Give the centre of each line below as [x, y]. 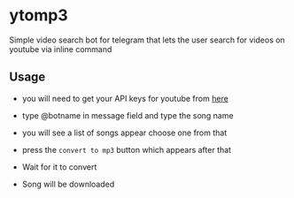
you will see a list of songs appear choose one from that [124, 133]
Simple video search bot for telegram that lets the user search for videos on [147, 40]
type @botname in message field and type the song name [128, 115]
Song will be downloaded [68, 184]
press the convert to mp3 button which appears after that [127, 149]
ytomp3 [39, 15]
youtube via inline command [61, 49]
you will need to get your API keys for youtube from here [125, 98]
